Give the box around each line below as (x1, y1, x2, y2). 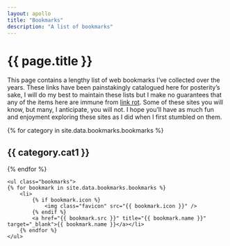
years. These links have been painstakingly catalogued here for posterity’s (7, 83, 220, 92)
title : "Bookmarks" (7, 17, 64, 24)
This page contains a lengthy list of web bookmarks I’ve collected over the (7, 76, 220, 84)
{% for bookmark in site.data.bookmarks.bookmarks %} (7, 185, 167, 192)
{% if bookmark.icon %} (32, 197, 101, 204)
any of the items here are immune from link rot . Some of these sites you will (7, 98, 224, 106)
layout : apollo (7, 10, 51, 17)
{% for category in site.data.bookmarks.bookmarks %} (7, 126, 165, 135)
